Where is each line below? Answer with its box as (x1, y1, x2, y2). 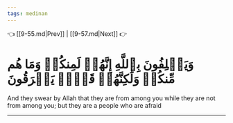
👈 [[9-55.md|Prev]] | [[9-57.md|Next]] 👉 (7, 29, 128, 38)
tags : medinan (7, 10, 49, 17)
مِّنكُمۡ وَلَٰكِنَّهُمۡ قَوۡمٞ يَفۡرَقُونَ (7, 70, 175, 86)
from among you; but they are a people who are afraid (7, 101, 162, 109)
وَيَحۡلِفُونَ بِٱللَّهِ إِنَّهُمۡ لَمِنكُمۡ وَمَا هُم (7, 56, 194, 72)
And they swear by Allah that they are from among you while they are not (7, 94, 216, 102)
